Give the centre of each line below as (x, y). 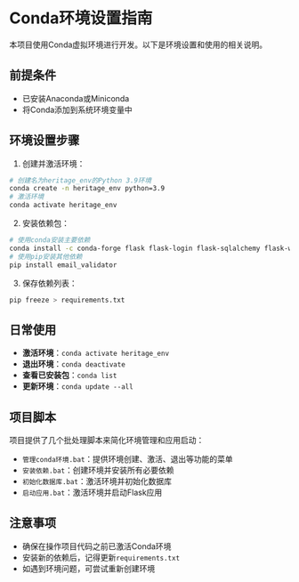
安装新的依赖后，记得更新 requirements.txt (101, 557)
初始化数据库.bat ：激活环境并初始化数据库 (97, 481)
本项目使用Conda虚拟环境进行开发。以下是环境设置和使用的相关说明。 (138, 44)
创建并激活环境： (53, 163)
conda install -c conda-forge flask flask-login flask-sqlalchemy (135, 248)
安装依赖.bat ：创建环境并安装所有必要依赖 (98, 470)
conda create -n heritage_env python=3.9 (87, 189)
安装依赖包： (45, 223)
